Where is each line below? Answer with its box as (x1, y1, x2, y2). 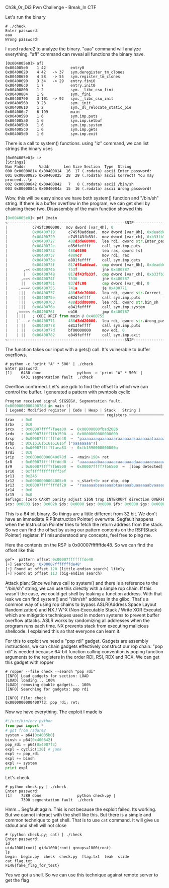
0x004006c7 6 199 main (5, 109, 80, 114)
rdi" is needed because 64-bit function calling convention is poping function (5, 649, 163, 655)
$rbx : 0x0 (5, 422, 33, 427)
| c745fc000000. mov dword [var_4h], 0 (5, 225, 114, 230)
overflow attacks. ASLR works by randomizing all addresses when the (5, 618, 150, 624)
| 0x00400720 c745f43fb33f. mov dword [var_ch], (5, 234, 145, 239)
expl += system (5, 761, 37, 766)
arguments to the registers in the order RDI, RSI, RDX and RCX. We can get (5, 654, 160, 660)
